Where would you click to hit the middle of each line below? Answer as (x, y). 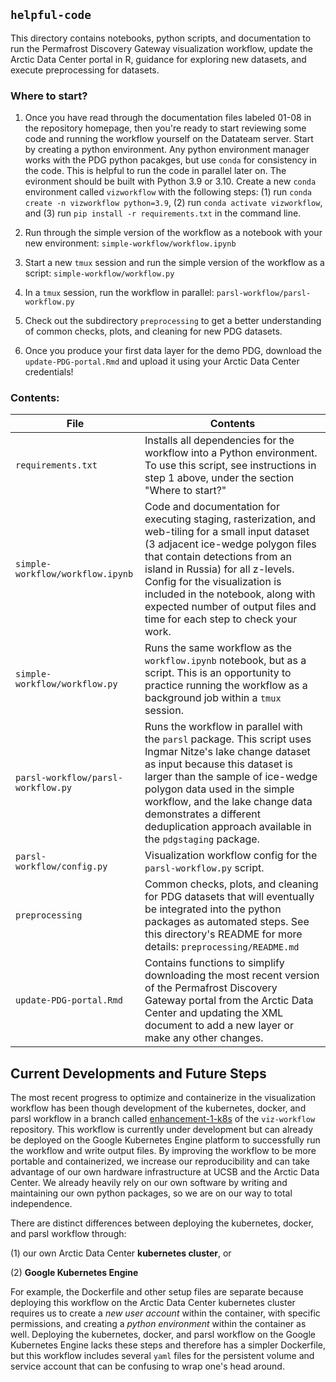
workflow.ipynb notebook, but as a (225, 661)
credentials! (49, 372)
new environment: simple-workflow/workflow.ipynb (130, 243)
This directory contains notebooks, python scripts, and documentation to (161, 38)
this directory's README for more (223, 934)
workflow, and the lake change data (228, 802)
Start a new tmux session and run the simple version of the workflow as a (174, 263)
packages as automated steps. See (227, 922)
